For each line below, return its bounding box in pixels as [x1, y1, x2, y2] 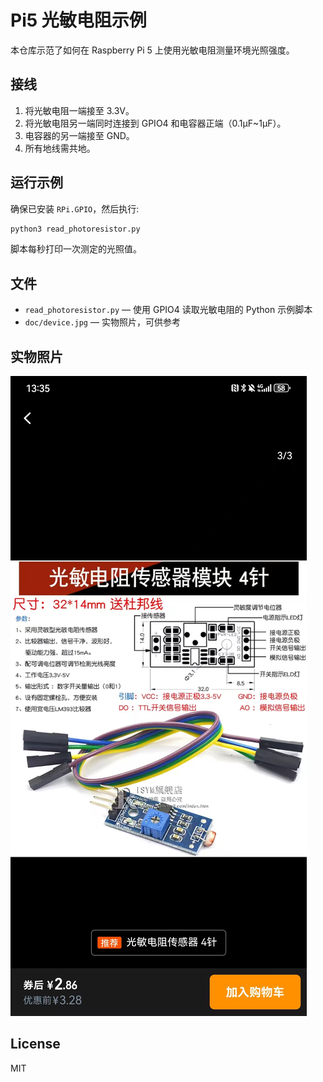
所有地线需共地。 [24, 142, 96, 154]
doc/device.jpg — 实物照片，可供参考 [24, 316, 181, 328]
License [10, 1036, 61, 1053]
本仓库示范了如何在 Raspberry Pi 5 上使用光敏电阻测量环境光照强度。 [10, 44, 295, 56]
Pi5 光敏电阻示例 [10, 9, 147, 32]
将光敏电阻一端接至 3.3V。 [24, 104, 135, 116]
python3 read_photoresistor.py [10, 224, 141, 234]
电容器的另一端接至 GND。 [24, 129, 135, 141]
